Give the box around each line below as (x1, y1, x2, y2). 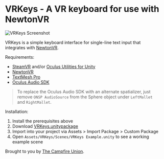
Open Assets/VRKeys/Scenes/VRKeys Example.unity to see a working (12, 134, 149, 139)
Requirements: (5, 54, 34, 60)
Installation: (5, 109, 28, 114)
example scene (12, 138, 43, 145)
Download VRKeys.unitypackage (12, 123, 78, 129)
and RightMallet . (17, 99, 52, 105)
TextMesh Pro (12, 74, 41, 80)
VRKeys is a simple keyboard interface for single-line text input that (5, 39, 141, 45)
